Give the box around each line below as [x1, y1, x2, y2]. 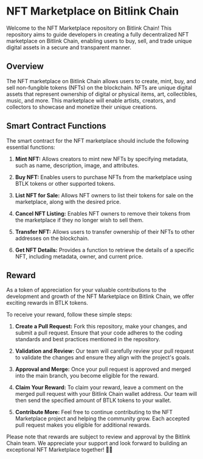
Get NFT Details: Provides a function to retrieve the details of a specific [15, 246, 194, 253]
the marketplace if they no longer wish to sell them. [15, 216, 144, 223]
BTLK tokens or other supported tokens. [15, 180, 115, 187]
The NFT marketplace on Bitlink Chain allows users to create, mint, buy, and [6, 77, 196, 84]
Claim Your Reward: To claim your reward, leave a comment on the [15, 384, 184, 391]
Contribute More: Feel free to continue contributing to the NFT [15, 409, 173, 416]
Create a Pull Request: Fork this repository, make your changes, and [15, 323, 187, 330]
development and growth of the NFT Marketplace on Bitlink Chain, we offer [6, 293, 194, 300]
